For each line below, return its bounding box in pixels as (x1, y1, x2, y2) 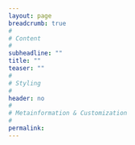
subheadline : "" (8, 49, 63, 57)
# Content (8, 34, 42, 43)
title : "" (8, 57, 42, 65)
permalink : (8, 124, 45, 132)
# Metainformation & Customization (8, 110, 128, 118)
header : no (8, 94, 45, 102)
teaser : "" (8, 64, 45, 72)
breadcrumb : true (8, 19, 67, 27)
